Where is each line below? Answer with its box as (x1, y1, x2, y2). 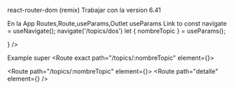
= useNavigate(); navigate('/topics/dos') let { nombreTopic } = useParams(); (7, 27, 226, 35)
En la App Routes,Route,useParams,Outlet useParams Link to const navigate (7, 19, 227, 27)
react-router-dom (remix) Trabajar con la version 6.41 (7, 6, 161, 14)
